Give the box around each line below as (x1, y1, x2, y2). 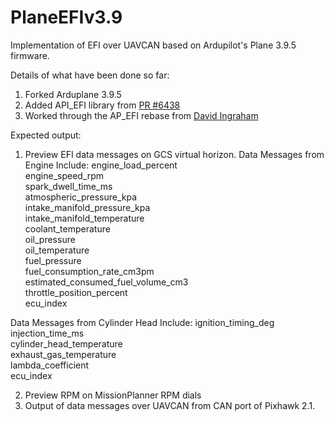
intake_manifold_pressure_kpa (24, 201, 151, 213)
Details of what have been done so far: (10, 69, 170, 81)
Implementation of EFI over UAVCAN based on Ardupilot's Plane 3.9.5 (10, 39, 297, 51)
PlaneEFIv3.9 (10, 6, 123, 29)
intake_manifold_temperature (24, 212, 145, 224)
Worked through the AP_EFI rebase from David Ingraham (24, 109, 259, 121)
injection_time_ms (10, 327, 85, 339)
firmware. (10, 49, 50, 61)
